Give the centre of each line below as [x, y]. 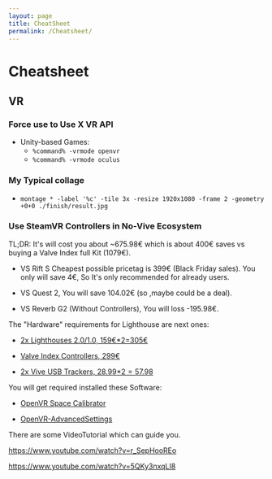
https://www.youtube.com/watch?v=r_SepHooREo [93, 450]
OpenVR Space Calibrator [63, 403]
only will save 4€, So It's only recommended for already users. [125, 277]
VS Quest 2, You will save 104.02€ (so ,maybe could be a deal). [126, 293]
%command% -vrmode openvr [76, 151]
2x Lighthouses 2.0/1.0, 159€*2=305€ [84, 340]
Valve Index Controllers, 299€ [70, 355]
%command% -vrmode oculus [76, 160]
